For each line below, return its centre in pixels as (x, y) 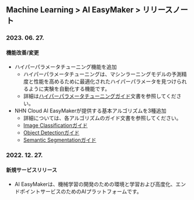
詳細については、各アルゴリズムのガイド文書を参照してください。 (102, 118)
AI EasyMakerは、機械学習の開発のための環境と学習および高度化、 (95, 184)
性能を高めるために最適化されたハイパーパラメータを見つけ (105, 81)
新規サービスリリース (32, 170)
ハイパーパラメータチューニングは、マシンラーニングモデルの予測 (103, 74)
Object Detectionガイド (51, 132)
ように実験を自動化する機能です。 (69, 88)
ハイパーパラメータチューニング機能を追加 (65, 67)
